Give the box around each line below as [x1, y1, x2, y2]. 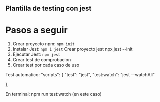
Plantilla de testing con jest [5, 4, 92, 13]
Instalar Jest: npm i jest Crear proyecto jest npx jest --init [12, 46, 133, 52]
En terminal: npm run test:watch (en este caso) [5, 91, 102, 97]
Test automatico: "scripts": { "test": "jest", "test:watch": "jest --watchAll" [5, 72, 155, 78]
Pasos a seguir [5, 24, 68, 36]
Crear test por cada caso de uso [12, 62, 79, 68]
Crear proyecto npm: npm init [12, 41, 75, 47]
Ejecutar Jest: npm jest [12, 51, 61, 57]
